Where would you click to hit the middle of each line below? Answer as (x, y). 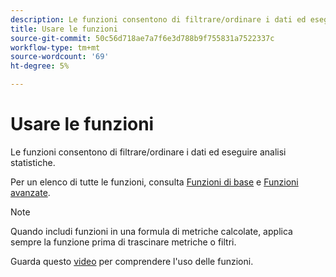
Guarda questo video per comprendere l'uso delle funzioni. (132, 261)
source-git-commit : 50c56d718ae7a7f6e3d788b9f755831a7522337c (142, 38)
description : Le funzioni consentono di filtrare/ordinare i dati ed (158, 19)
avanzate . (30, 192)
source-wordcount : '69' (60, 57)
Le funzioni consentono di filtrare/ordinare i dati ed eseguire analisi (148, 152)
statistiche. (33, 162)
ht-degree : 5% (40, 66)
